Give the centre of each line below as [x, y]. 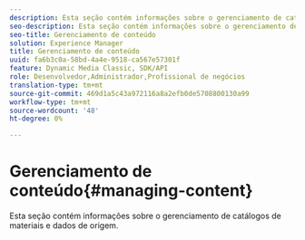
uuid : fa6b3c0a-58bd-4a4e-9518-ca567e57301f [95, 60]
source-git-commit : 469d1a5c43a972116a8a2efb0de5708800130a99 [129, 93]
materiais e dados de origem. [64, 226]
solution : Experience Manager [67, 43]
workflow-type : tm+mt [50, 102]
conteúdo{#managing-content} [131, 191]
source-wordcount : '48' [54, 110]
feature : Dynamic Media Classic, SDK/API [89, 69]
